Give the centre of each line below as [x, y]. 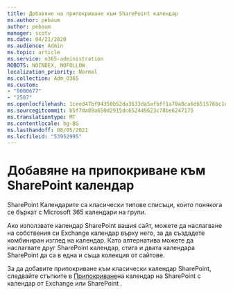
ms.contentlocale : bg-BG [43, 123]
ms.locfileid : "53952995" [44, 136]
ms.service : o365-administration [55, 59]
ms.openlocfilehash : [37, 104]
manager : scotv [29, 33]
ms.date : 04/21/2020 [37, 40]
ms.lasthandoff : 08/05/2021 [48, 130]
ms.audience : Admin [35, 46]
